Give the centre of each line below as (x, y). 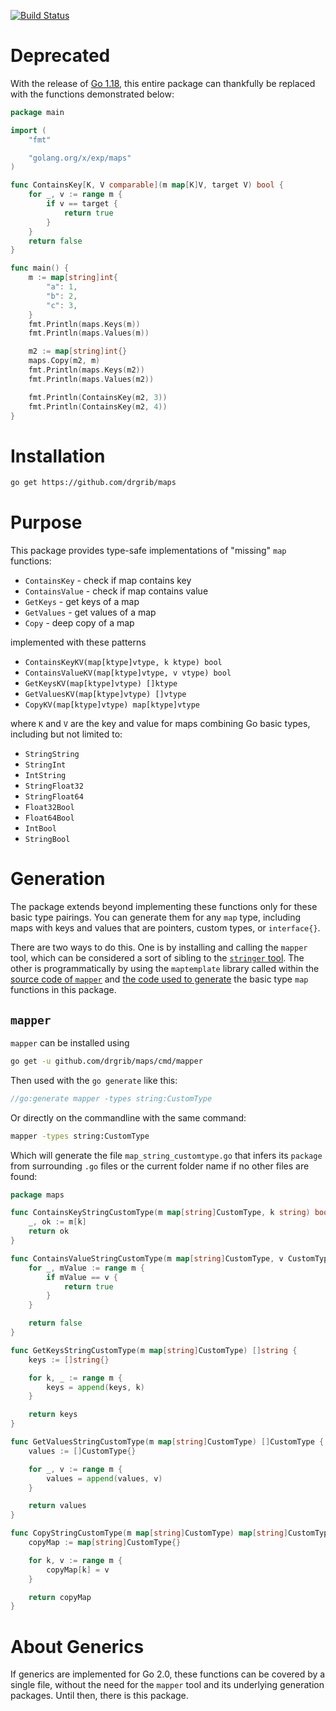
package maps (37, 1195)
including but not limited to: (66, 734)
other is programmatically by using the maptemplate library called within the (165, 969)
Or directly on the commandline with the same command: (128, 1117)
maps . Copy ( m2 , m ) (64, 361)
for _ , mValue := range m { (86, 1268)
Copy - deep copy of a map (79, 623)
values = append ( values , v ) (104, 1478)
